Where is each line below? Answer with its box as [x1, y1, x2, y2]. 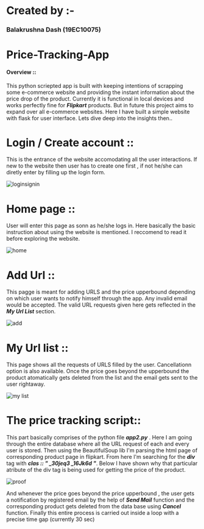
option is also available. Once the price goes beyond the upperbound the [6, 367, 189, 375]
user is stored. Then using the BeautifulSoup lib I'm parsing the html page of [6, 447, 198, 454]
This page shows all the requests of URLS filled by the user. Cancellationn [6, 361, 192, 369]
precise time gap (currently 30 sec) [6, 516, 95, 523]
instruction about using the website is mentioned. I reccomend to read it [6, 229, 187, 236]
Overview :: [6, 68, 37, 76]
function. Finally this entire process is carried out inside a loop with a [6, 509, 179, 517]
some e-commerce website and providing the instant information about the [6, 88, 195, 96]
